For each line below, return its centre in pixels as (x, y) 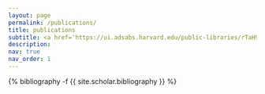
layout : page (30, 15)
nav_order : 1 (30, 60)
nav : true (24, 52)
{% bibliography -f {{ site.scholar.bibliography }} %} (93, 81)
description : (30, 45)
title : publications (42, 30)
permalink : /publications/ (52, 23)
